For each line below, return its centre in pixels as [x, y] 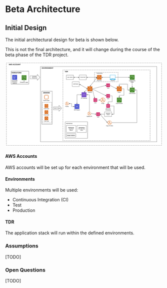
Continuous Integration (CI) [40, 200]
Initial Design [26, 28]
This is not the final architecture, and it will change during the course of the [82, 49]
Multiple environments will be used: [42, 190]
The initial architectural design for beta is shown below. [62, 40]
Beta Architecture [43, 9]
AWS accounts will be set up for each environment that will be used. [75, 167]
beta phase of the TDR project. [37, 55]
